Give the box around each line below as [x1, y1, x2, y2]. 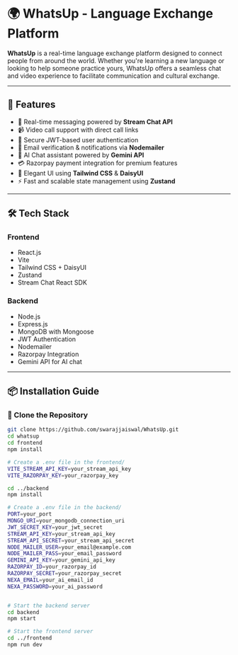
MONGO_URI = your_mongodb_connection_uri [7, 518, 125, 525]
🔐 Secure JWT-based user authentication [17, 135, 139, 144]
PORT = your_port [7, 511, 52, 518]
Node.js [17, 312, 41, 321]
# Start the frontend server [7, 628, 93, 635]
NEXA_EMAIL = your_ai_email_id [7, 576, 93, 583]
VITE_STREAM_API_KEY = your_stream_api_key [7, 465, 132, 472]
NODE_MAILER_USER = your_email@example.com [7, 543, 132, 551]
